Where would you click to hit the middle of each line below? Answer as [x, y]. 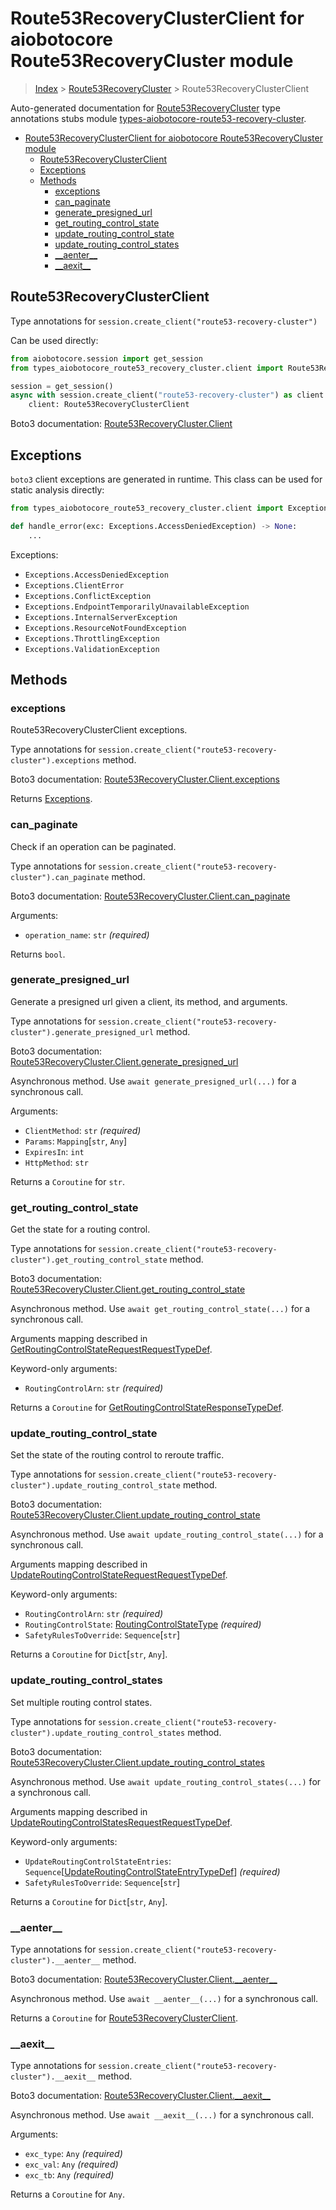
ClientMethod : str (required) [83, 1130]
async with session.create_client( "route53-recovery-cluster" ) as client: [169, 395]
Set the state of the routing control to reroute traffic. [117, 1455]
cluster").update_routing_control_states [98, 1733]
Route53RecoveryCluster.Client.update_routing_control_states [138, 1762]
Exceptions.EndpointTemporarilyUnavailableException [137, 607]
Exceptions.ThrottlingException [92, 638]
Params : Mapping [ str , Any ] [76, 1141]
